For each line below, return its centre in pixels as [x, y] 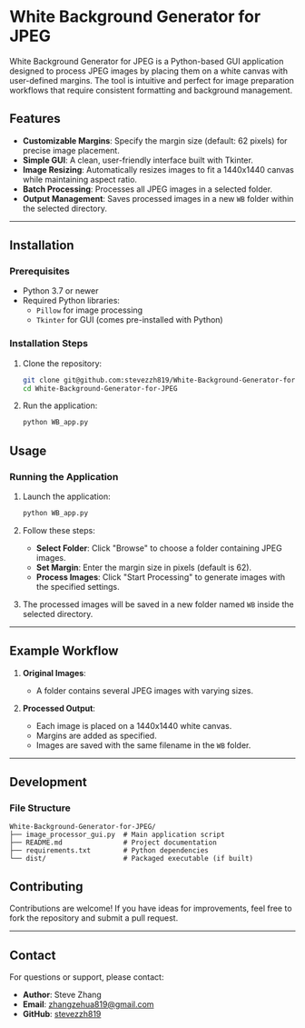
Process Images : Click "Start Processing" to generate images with [161, 577]
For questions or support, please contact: [87, 977]
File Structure [40, 808]
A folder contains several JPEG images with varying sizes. [145, 690]
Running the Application [64, 476]
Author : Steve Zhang [62, 995]
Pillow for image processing [89, 310]
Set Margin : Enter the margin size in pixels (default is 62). [144, 567]
